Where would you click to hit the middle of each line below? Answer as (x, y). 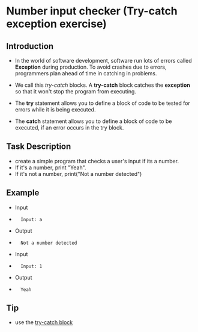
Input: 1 (31, 266)
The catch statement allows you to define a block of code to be (93, 121)
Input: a (31, 219)
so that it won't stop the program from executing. (76, 91)
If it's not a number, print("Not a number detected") (78, 174)
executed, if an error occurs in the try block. (69, 127)
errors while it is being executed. (55, 109)
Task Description (39, 147)
